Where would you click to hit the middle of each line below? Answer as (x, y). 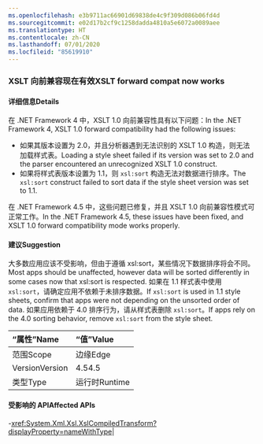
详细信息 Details (34, 101)
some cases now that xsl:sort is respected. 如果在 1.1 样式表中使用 (115, 282)
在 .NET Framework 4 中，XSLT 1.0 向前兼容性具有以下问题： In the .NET (125, 120)
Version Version (40, 368)
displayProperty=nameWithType (60, 431)
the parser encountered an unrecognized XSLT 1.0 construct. (119, 164)
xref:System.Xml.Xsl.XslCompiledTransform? (84, 423)
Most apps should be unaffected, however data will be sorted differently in (129, 272)
